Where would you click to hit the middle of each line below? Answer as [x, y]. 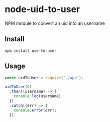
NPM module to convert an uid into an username [55, 23]
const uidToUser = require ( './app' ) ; [44, 78]
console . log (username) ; [39, 96]
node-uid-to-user [42, 9]
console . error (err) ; [35, 110]
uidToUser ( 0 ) [18, 87]
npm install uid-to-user [31, 51]
